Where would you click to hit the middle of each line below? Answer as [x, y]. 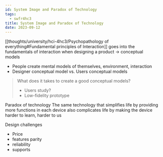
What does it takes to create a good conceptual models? [74, 81]
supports [21, 150]
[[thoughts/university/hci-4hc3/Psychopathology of [57, 41]
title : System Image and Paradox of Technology [54, 23]
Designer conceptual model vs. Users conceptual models [70, 71]
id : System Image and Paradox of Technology [51, 9]
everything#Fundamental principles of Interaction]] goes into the [70, 47]
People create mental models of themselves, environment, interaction [82, 67]
